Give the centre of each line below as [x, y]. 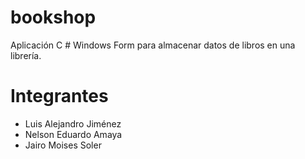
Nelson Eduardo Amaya [73, 134]
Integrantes [59, 96]
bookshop [53, 17]
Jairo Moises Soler [63, 145]
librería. [26, 55]
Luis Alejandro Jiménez [73, 123]
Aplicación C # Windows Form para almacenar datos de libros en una [153, 45]
